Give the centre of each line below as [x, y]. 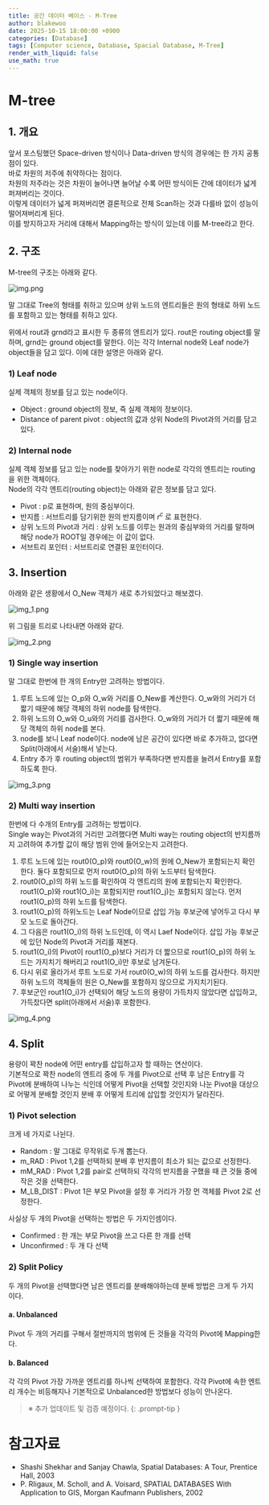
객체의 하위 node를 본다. [67, 728]
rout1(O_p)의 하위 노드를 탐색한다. [73, 901]
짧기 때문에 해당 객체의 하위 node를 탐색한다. [90, 708]
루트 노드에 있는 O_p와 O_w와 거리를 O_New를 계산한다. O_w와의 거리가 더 [137, 699]
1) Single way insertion [53, 662]
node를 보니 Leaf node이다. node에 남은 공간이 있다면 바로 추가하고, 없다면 [139, 739]
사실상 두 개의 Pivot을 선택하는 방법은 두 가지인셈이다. [92, 1218]
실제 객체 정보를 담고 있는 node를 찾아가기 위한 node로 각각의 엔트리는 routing [132, 469]
